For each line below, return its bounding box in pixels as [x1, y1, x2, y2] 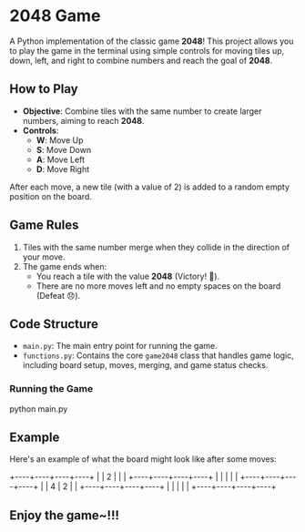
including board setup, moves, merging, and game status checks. [22, 360, 269, 371]
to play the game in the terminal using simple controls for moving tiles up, [9, 45, 285, 56]
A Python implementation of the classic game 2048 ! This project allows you [9, 36, 294, 46]
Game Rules [9, 218, 79, 233]
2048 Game [9, 5, 101, 26]
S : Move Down [36, 144, 92, 155]
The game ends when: [22, 261, 107, 271]
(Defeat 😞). [36, 290, 81, 301]
